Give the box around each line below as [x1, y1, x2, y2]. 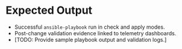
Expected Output [5, 4, 93, 17]
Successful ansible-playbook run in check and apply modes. [14, 23, 165, 30]
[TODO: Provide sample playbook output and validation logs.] [14, 36, 167, 43]
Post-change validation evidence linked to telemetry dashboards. [14, 29, 177, 36]
